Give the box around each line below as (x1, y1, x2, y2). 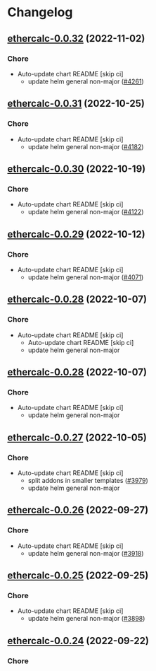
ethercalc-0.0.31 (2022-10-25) (7, 98, 145, 110)
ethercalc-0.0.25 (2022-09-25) (7, 570, 149, 582)
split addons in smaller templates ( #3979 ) (27, 477, 149, 484)
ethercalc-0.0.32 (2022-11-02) (7, 33, 145, 45)
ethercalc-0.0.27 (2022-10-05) (7, 431, 148, 443)
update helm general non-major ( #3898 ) (27, 614, 145, 623)
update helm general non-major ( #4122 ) (27, 208, 144, 216)
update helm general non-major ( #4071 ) (27, 273, 144, 281)
